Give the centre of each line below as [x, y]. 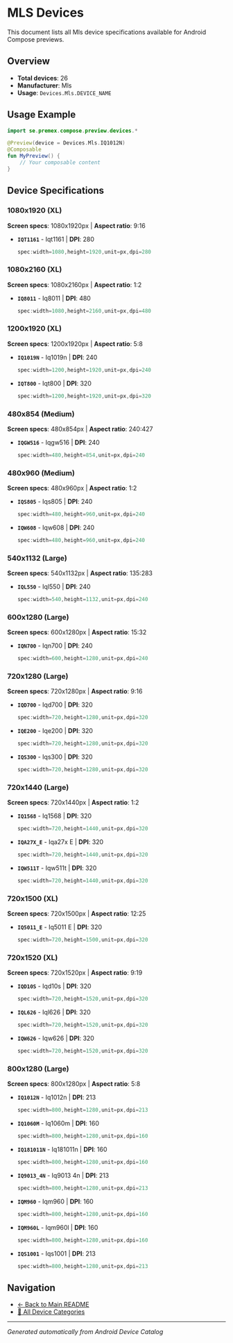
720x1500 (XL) [33, 898]
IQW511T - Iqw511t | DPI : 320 [57, 868]
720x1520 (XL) [33, 958]
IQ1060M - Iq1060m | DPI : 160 [58, 1123]
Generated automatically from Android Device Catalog [85, 1332]
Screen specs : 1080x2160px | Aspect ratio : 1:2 [75, 285]
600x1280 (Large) [38, 617]
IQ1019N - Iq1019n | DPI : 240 [57, 357]
